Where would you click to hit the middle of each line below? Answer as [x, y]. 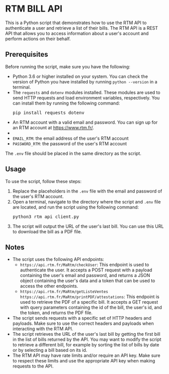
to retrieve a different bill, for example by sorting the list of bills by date [86, 345]
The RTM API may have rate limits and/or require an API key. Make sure [87, 355]
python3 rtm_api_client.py [46, 216]
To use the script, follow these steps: [44, 181]
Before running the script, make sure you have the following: [68, 66]
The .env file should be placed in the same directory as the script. [73, 153]
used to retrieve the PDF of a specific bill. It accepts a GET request [89, 302]
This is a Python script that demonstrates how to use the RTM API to [76, 23]
